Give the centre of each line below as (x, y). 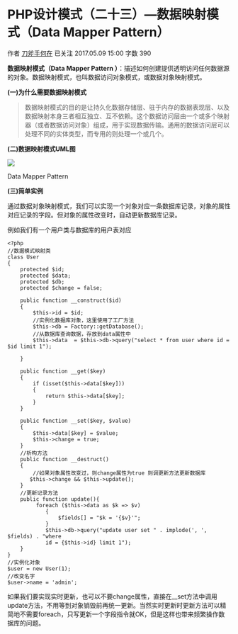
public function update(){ (60, 499)
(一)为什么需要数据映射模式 (47, 92)
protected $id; (42, 269)
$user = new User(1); (39, 568)
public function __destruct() (65, 459)
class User (23, 257)
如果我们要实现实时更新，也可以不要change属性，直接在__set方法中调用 (113, 596)
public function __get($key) (63, 371)
